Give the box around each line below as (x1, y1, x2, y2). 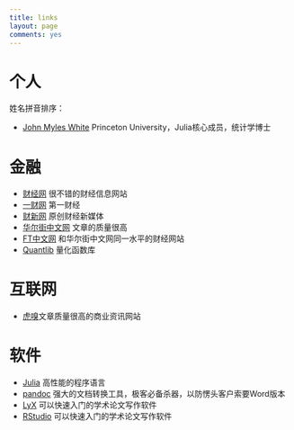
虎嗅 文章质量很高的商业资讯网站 (22, 311, 141, 322)
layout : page (9, 22, 58, 31)
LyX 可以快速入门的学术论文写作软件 (22, 399, 157, 410)
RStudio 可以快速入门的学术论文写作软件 (22, 411, 173, 422)
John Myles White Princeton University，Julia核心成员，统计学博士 (22, 122, 272, 133)
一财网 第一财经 (22, 200, 81, 211)
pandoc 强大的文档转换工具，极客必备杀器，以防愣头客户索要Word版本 (22, 389, 286, 399)
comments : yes (9, 30, 63, 39)
